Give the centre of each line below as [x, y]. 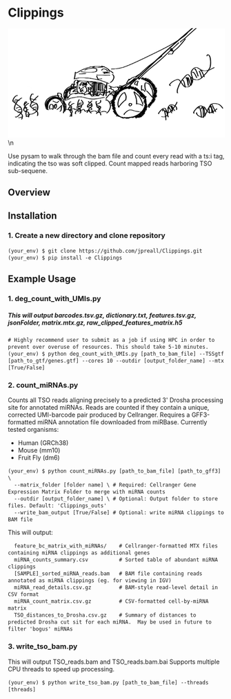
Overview [29, 193]
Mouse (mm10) [39, 451]
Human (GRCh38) [43, 443]
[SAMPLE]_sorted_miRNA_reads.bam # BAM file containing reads [108, 574]
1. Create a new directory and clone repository [87, 235]
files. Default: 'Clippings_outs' [58, 506]
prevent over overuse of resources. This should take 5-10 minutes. [108, 347]
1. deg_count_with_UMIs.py [54, 299]
